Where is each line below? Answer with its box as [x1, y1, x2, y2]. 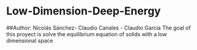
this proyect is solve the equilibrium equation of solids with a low [6, 30, 167, 37]
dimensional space [6, 37, 53, 44]
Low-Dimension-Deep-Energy [6, 4, 161, 18]
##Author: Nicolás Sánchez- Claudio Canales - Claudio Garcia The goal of [6, 24, 191, 31]
